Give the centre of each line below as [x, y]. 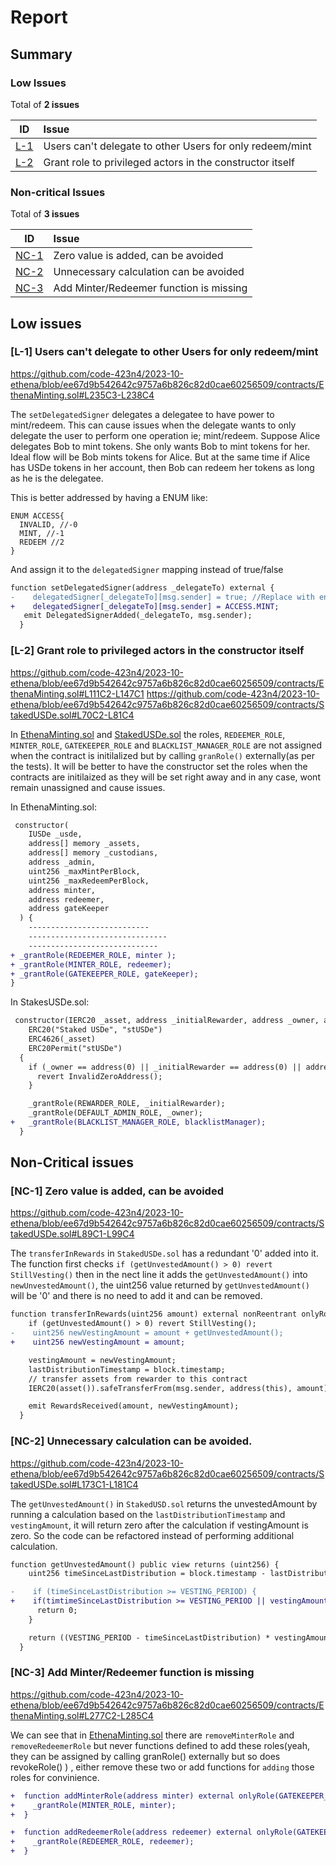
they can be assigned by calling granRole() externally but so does [145, 1756]
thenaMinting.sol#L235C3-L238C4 [82, 395]
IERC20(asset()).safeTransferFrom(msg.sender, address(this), [160, 1388]
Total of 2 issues [45, 104]
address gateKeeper [69, 909]
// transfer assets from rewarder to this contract [138, 1379]
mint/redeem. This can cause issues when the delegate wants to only [153, 425]
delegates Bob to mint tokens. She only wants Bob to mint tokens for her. [160, 446]
